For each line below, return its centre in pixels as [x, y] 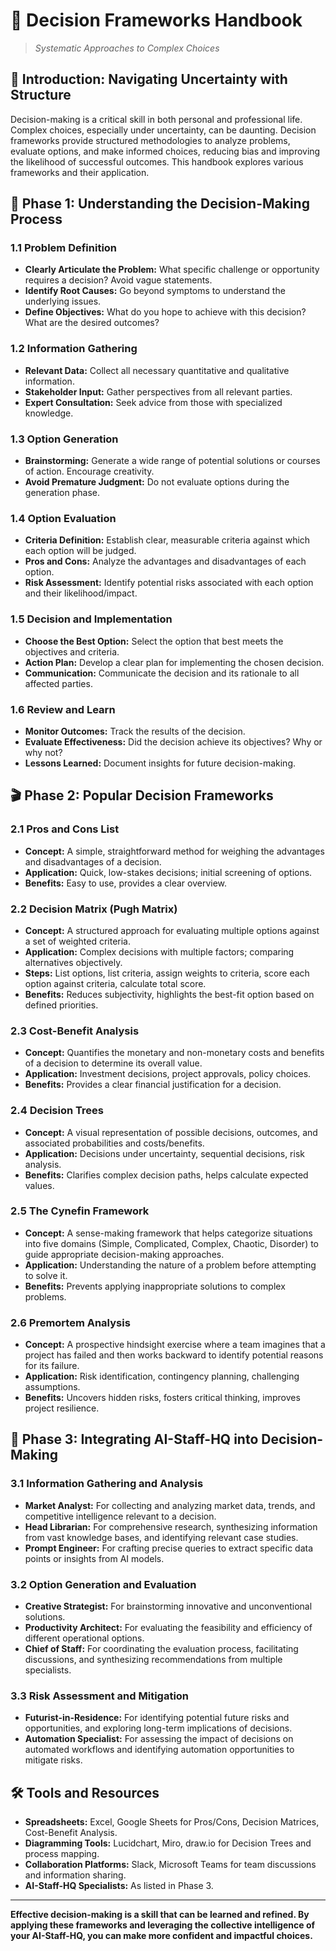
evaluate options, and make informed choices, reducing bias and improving [165, 151]
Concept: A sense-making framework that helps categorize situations [168, 1233]
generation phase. [62, 493]
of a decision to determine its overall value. [113, 1063]
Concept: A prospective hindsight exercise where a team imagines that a [175, 1345]
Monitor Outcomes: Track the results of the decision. [135, 731]
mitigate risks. [53, 1760]
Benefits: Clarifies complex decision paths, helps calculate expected [166, 1175]
